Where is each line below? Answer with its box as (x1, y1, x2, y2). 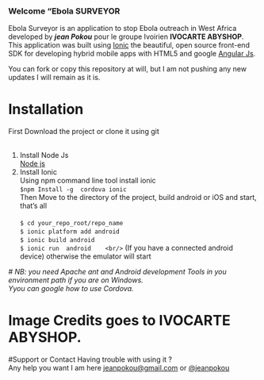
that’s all (19, 201, 48, 211)
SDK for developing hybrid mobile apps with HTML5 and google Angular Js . (8, 49, 256, 59)
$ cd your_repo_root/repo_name (19, 220, 124, 228)
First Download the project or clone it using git (8, 127, 160, 136)
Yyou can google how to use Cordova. (8, 284, 134, 294)
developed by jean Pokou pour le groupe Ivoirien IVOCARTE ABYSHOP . (8, 32, 244, 41)
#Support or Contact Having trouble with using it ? (8, 355, 173, 364)
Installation (8, 101, 84, 118)
